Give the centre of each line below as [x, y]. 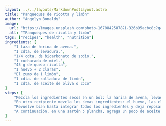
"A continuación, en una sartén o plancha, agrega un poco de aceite [87, 111]
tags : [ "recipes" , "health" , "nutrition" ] [49, 38]
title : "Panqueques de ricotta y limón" [47, 14]
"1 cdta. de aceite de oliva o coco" [53, 83]
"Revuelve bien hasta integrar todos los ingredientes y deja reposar [88, 107]
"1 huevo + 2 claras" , [37, 70]
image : [12, 24]
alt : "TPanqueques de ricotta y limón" [51, 33]
